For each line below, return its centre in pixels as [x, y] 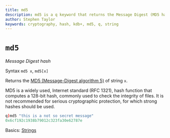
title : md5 [17, 10]
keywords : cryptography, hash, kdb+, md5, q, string [62, 24]
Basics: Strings [21, 130]
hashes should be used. [30, 107]
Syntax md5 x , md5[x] [27, 71]
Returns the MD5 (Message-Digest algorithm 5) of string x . [67, 81]
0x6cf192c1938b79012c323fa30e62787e [44, 121]
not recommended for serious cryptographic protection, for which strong [81, 101]
